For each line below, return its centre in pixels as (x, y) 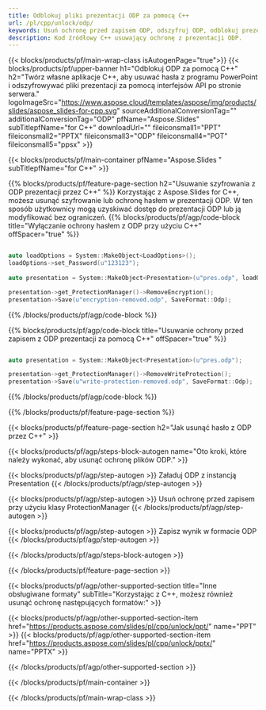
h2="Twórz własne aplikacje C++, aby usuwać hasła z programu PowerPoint (133, 77)
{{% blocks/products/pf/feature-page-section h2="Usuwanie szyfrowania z (132, 184)
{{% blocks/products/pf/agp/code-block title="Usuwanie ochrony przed (126, 330)
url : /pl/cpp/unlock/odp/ (51, 23)
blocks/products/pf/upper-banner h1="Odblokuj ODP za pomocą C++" (123, 69)
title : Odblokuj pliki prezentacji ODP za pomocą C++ (99, 15)
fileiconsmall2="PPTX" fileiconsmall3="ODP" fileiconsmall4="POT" (118, 136)
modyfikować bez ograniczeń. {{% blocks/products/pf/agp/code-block (124, 217)
